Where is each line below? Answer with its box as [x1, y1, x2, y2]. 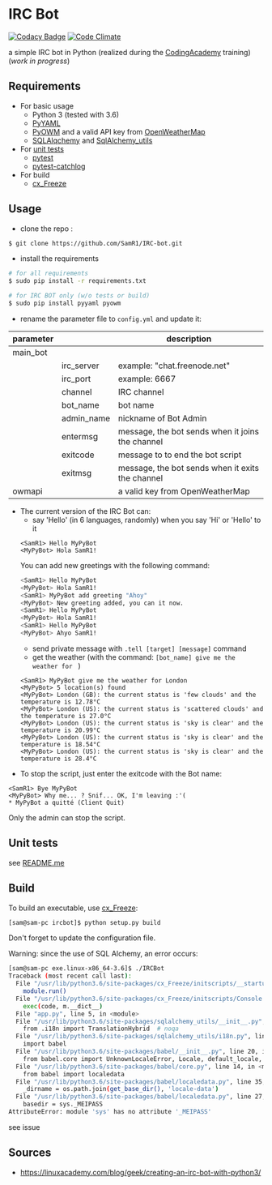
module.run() [23, 987, 67, 995]
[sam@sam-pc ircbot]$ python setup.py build [8, 918, 161, 926]
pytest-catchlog [32, 161, 86, 171]
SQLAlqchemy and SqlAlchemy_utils [32, 135, 153, 145]
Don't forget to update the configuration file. [8, 933, 156, 943]
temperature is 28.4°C [19, 755, 97, 763]
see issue [8, 1122, 40, 1132]
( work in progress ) [8, 56, 70, 66]
